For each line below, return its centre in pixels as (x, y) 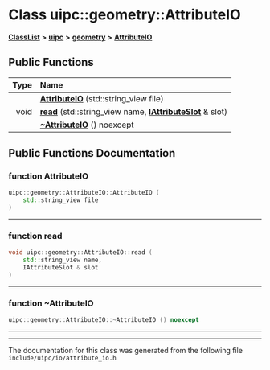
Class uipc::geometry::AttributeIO (125, 15)
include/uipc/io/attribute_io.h (62, 358)
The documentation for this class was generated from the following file (126, 351)
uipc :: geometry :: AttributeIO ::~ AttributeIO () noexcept (104, 320)
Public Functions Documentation (92, 153)
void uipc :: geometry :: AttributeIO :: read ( (80, 253)
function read (35, 236)
